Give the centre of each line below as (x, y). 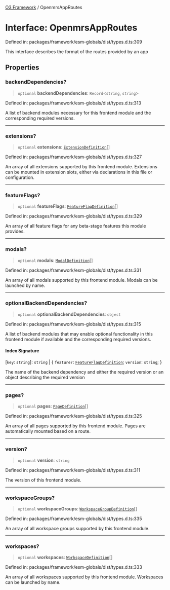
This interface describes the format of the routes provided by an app (77, 51)
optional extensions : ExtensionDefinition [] (64, 147)
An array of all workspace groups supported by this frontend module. (77, 528)
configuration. (20, 177)
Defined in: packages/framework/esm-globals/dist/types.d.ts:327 (74, 157)
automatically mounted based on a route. (48, 431)
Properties (22, 68)
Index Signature (22, 351)
